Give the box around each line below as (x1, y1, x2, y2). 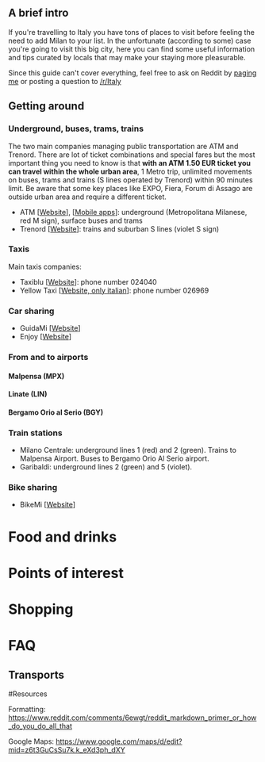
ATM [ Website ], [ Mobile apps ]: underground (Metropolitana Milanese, (19, 207, 248, 216)
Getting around (8, 99, 85, 113)
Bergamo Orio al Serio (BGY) (8, 408, 104, 417)
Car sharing (8, 305, 55, 316)
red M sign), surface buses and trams (19, 216, 143, 225)
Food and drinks (8, 527, 117, 546)
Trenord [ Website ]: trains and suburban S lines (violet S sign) (19, 224, 220, 233)
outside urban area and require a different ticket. (8, 192, 167, 201)
